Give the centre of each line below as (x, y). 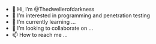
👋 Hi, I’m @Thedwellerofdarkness (53, 9)
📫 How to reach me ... (40, 35)
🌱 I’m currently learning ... (44, 22)
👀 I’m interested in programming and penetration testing (81, 15)
